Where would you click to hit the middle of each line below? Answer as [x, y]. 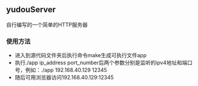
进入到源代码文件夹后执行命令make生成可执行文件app [81, 55]
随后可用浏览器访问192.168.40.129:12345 [64, 77]
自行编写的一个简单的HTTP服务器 [47, 24]
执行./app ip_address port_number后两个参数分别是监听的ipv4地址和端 [101, 63]
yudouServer [31, 10]
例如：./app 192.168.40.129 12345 [66, 70]
